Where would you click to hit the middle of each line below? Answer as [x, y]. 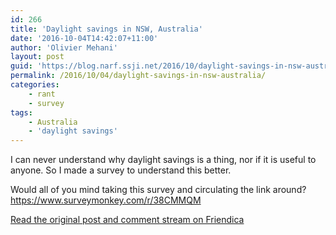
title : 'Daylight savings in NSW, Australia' [106, 29]
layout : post [37, 57]
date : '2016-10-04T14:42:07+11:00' [84, 38]
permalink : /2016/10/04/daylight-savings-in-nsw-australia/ [138, 76]
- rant [42, 94]
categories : [35, 85]
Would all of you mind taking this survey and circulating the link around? [158, 190]
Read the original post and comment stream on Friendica [127, 220]
